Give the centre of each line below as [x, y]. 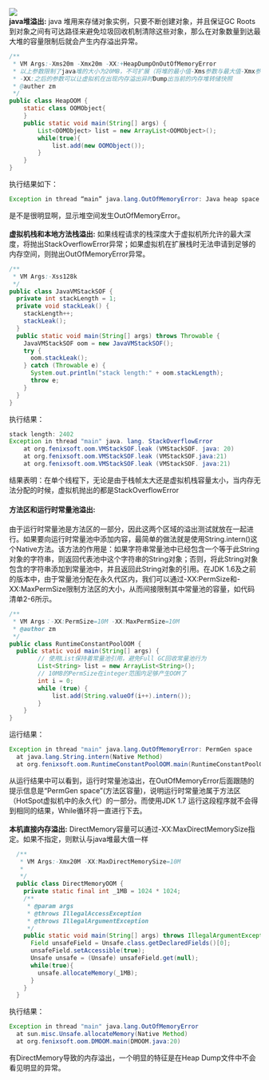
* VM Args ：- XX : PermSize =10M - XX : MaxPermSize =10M [96, 621]
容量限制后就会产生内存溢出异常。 [86, 41]
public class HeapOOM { [49, 101]
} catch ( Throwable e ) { [65, 366]
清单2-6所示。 [33, 599]
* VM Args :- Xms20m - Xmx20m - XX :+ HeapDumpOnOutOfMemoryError [115, 64]
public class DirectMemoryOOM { [70, 884]
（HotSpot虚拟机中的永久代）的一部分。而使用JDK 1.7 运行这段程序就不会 [130, 800]
